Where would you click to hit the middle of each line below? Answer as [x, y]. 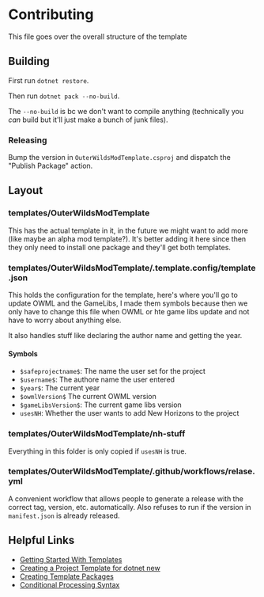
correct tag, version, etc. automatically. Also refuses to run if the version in [130, 507]
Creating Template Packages [67, 576]
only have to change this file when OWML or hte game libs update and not [129, 312]
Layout [26, 190]
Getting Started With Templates [71, 559]
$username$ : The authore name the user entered [97, 380]
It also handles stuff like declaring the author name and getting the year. [125, 336]
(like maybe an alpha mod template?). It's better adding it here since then [127, 238]
